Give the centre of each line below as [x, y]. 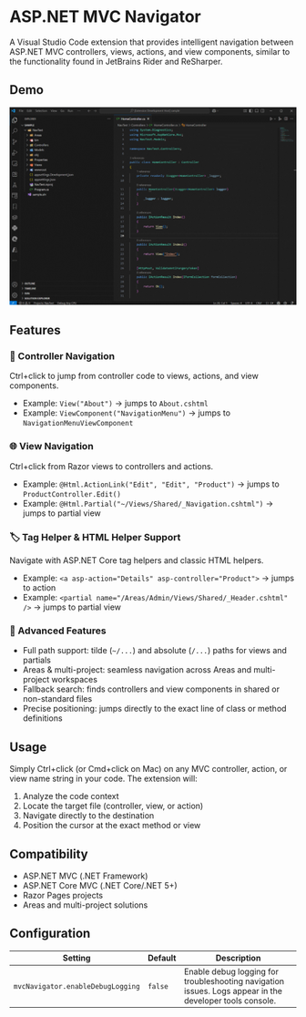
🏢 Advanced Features [58, 631]
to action [39, 588]
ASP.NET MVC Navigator [106, 17]
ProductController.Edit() [71, 494]
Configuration [50, 934]
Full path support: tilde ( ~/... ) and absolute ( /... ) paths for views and [154, 651]
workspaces [75, 680]
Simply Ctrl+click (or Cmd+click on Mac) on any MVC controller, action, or [148, 769]
